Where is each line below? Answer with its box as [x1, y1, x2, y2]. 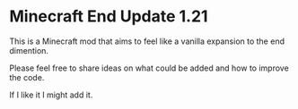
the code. [9, 71, 45, 82]
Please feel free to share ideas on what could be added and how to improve [9, 63, 289, 73]
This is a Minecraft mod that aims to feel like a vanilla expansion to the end [9, 36, 285, 46]
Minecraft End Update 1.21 [9, 6, 208, 27]
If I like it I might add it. [9, 89, 93, 100]
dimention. [9, 45, 49, 55]
